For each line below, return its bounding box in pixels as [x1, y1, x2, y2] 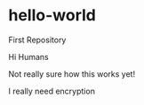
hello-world [8, 5, 97, 26]
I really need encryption [8, 86, 95, 96]
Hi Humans [8, 51, 50, 62]
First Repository [8, 34, 67, 45]
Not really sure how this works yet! [8, 68, 135, 79]
